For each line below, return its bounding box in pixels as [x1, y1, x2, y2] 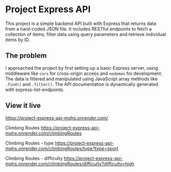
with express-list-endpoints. [5, 87, 65, 93]
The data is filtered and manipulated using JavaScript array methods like [5, 75, 158, 82]
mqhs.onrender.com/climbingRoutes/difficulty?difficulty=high [5, 160, 134, 166]
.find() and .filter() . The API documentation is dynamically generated [5, 81, 159, 87]
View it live [5, 101, 41, 110]
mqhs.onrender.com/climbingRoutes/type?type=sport [5, 145, 118, 151]
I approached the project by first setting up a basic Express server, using [5, 65, 158, 71]
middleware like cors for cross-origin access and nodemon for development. [5, 70, 162, 76]
